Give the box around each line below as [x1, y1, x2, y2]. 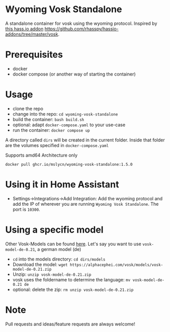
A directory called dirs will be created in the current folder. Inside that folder [5, 137, 165, 143]
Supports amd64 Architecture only [5, 152, 78, 158]
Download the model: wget [12, 261, 68, 267]
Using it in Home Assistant [5, 179, 119, 190]
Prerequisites [5, 49, 63, 60]
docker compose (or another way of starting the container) [12, 71, 136, 77]
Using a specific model [5, 224, 104, 235]
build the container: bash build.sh [12, 116, 85, 122]
